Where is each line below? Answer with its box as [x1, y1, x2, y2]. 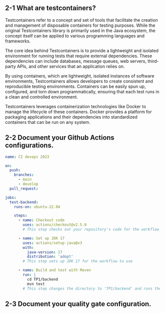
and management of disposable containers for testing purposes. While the [5, 22, 156, 28]
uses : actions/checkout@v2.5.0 [23, 222, 87, 228]
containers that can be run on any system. [5, 119, 91, 125]
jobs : [5, 195, 16, 200]
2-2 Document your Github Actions [5, 133, 114, 142]
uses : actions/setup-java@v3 [23, 240, 82, 245]
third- [147, 58, 159, 64]
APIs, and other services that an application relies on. [17, 63, 125, 69]
